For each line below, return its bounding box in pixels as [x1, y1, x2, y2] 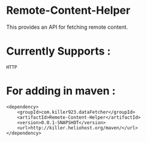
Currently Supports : [6, 44, 111, 58]
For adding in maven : [6, 84, 116, 98]
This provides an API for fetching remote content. [6, 23, 128, 31]
